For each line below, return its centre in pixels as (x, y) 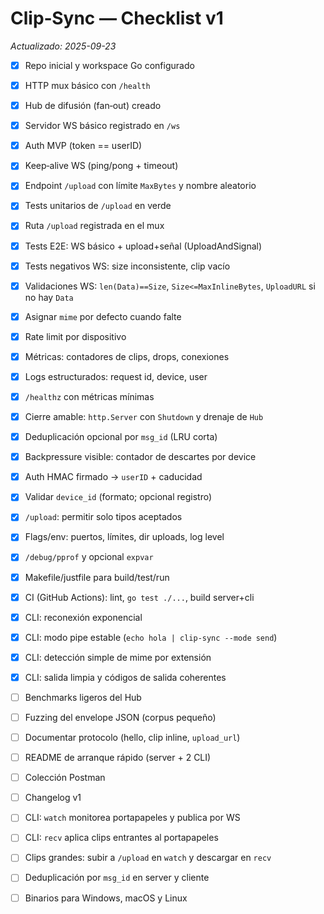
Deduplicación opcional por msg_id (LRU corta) (121, 437)
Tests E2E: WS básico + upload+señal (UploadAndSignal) (143, 246)
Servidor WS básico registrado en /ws (102, 126)
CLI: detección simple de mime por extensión (118, 657)
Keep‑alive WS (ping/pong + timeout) (101, 166)
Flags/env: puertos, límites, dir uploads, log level (124, 537)
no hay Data (49, 297)
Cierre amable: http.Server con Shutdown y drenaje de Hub (144, 416)
